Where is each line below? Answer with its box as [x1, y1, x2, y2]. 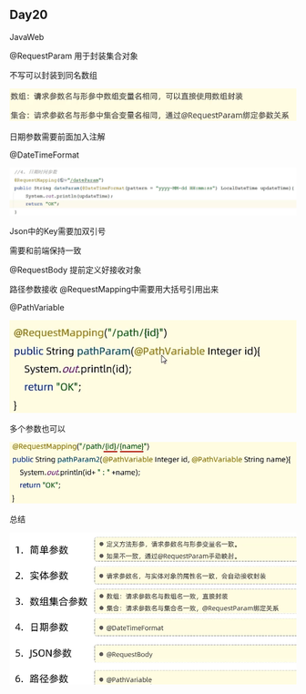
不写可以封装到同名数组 [9, 69, 97, 80]
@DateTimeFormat [9, 149, 80, 160]
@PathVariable [9, 301, 66, 312]
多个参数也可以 [9, 424, 66, 434]
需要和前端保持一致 [9, 245, 82, 256]
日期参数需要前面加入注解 [9, 131, 106, 142]
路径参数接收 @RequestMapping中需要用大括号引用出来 [9, 283, 219, 294]
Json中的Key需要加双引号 [9, 225, 107, 236]
